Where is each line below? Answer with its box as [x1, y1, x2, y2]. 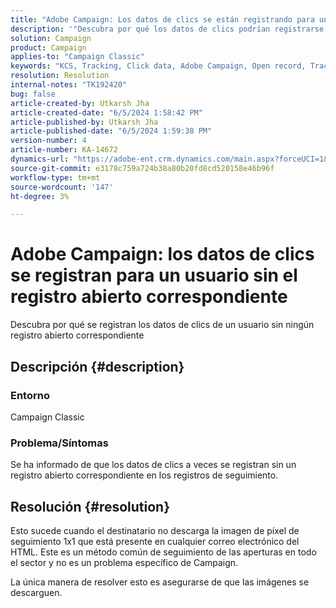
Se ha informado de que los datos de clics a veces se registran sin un [10, 459, 297, 471]
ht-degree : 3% [10, 191, 70, 201]
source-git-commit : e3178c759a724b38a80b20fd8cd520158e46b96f [10, 163, 275, 173]
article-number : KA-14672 [10, 145, 118, 155]
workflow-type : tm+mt [10, 172, 101, 183]
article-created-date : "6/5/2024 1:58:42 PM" [10, 107, 203, 118]
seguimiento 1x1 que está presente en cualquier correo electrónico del [10, 535, 300, 547]
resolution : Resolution [10, 71, 110, 81]
